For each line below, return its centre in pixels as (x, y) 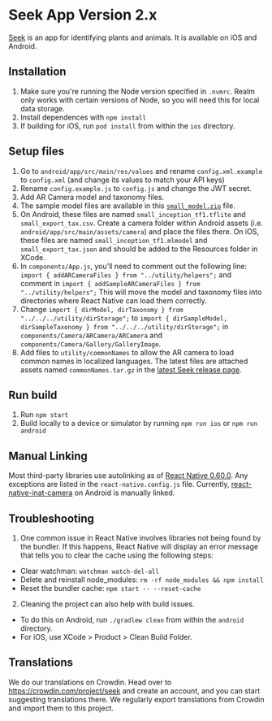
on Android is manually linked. (125, 493)
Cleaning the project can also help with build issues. (107, 604)
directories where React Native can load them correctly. (113, 300)
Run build (33, 395)
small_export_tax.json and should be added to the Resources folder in (139, 249)
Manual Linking (48, 456)
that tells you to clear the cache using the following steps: (117, 555)
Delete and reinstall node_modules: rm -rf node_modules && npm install (142, 580)
